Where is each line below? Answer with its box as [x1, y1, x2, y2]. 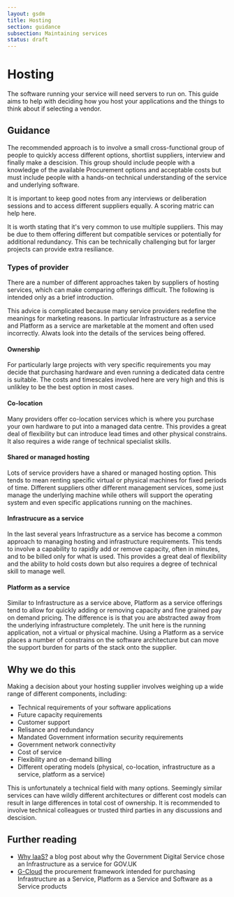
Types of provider [7, 262, 69, 272]
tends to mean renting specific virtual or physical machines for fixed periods [7, 475, 227, 484]
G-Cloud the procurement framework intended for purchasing [17, 867, 196, 875]
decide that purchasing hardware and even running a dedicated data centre [7, 368, 225, 377]
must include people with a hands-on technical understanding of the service [7, 173, 227, 181]
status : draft [7, 36, 49, 43]
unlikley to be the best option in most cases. [7, 383, 134, 391]
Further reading [7, 834, 77, 846]
